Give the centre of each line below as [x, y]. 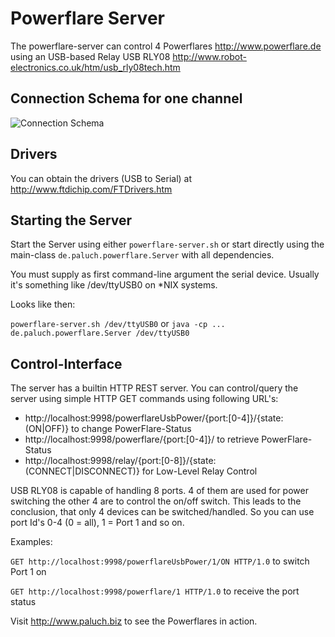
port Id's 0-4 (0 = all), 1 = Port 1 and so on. [97, 523]
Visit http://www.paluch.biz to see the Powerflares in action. [134, 621]
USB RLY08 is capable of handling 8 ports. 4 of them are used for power [159, 491]
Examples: [31, 542]
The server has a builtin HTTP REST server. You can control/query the [154, 388]
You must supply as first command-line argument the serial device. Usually [165, 274]
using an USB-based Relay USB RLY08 [90, 56]
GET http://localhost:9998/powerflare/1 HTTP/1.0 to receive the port [155, 591]
